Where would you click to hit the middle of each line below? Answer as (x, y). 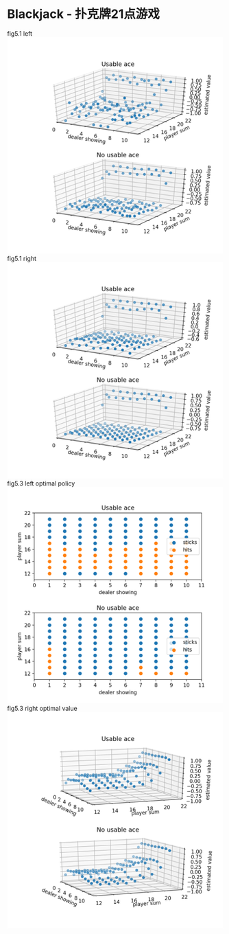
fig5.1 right (22, 258)
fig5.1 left (20, 33)
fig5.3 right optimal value (42, 708)
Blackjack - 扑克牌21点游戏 (83, 14)
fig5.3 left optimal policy (41, 483)
